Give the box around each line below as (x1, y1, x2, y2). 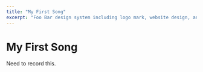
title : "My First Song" (6, 8, 66, 15)
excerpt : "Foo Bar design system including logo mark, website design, (6, 14, 190, 20)
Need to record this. (6, 60, 56, 67)
